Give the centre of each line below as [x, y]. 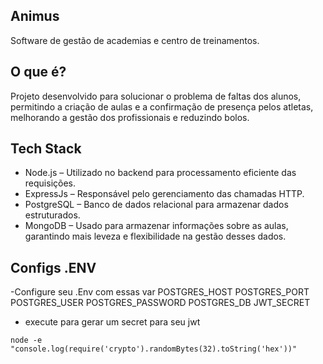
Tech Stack [46, 149]
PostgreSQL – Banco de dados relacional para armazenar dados [156, 205]
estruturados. [52, 215]
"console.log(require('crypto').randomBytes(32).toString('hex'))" [154, 349]
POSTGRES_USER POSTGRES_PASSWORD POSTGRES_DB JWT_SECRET [160, 303]
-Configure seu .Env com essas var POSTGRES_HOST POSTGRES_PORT [160, 292]
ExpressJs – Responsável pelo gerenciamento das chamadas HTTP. [164, 194]
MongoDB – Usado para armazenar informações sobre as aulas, [156, 226]
